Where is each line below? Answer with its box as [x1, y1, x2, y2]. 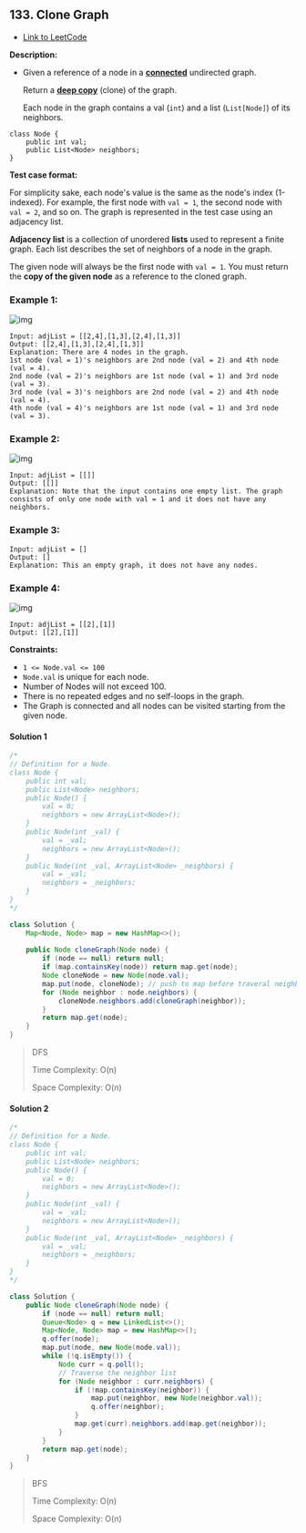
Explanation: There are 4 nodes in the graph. [9, 348, 189, 357]
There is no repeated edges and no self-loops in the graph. [22, 691, 245, 701]
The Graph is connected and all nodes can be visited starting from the [22, 701, 286, 711]
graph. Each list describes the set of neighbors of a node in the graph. [9, 243, 273, 254]
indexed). [9, 196, 46, 208]
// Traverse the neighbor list [57, 1368, 178, 1377]
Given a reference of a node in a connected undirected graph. [22, 67, 257, 77]
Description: [9, 49, 57, 60]
